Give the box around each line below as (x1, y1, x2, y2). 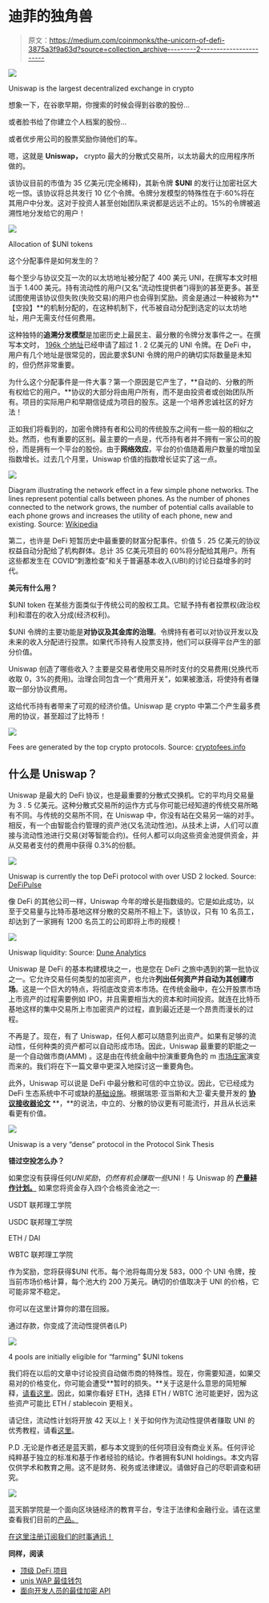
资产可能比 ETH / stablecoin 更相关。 (14, 1398, 138, 1407)
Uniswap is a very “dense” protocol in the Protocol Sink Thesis (8, 1139, 215, 1149)
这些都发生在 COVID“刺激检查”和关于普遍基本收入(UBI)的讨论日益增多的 (8, 555, 245, 565)
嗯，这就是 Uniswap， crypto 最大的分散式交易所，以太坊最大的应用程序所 (8, 151, 255, 160)
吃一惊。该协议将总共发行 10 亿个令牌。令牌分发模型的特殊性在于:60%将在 (8, 188, 255, 197)
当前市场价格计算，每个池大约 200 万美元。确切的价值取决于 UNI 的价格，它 (8, 1276, 259, 1286)
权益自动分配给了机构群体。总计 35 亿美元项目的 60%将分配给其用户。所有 (8, 546, 256, 555)
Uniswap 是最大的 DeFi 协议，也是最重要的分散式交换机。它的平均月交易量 (8, 790, 255, 800)
